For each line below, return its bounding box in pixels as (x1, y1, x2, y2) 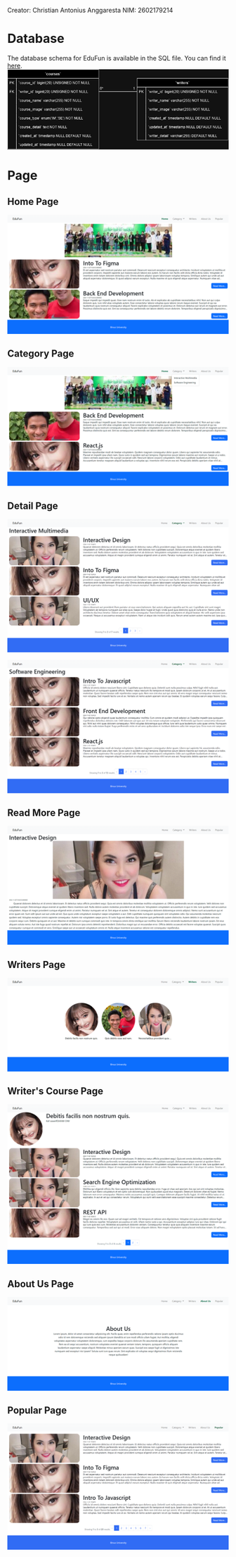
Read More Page (7, 807, 81, 819)
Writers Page (7, 958, 65, 971)
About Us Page (7, 1278, 74, 1290)
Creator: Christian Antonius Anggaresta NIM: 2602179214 (7, 6, 173, 14)
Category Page (7, 348, 74, 360)
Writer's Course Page (7, 1085, 104, 1097)
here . (7, 61, 22, 70)
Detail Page (7, 500, 58, 511)
